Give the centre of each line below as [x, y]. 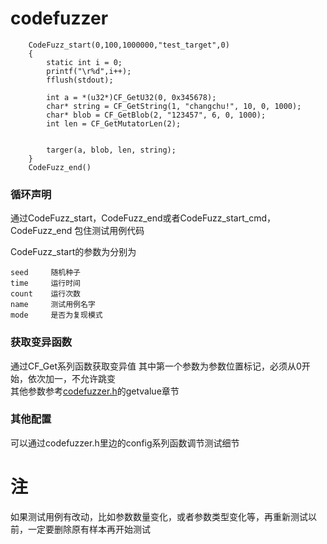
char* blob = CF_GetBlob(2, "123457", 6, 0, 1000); [156, 115]
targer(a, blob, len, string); [111, 150]
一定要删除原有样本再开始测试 [89, 529]
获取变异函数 [41, 342]
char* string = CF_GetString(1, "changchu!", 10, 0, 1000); [174, 106]
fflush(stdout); [80, 80]
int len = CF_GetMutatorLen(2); [114, 123]
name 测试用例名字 [53, 305]
